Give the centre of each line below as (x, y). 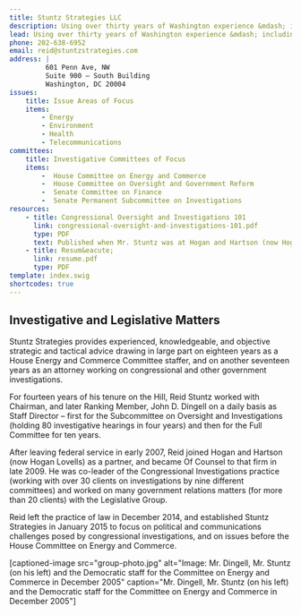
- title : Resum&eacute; (70, 251)
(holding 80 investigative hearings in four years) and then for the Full (136, 425)
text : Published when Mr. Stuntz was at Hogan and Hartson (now (155, 243)
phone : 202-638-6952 (48, 43)
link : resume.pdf (65, 259)
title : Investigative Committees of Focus (106, 159)
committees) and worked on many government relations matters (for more (146, 491)
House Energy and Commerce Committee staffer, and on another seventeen (149, 361)
